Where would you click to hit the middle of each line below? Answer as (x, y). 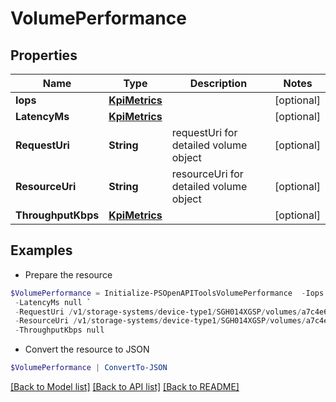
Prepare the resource (68, 274)
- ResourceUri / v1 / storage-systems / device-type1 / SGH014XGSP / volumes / (160, 321)
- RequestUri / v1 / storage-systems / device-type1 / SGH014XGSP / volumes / (158, 312)
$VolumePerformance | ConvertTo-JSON (89, 368)
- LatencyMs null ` (53, 302)
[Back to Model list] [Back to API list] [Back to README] (125, 387)
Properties (44, 55)
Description (218, 83)
